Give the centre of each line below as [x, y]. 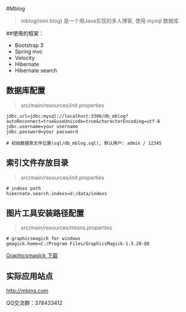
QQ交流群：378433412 [34, 303]
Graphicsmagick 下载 [32, 256]
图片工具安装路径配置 [45, 213]
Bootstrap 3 [29, 45]
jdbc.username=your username [42, 126]
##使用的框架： [25, 33]
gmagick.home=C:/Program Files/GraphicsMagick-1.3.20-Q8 [78, 244]
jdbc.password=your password [42, 132]
